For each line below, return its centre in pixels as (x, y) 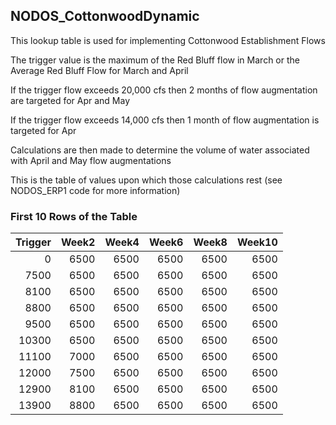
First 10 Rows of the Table (74, 216)
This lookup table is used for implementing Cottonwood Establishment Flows (168, 40)
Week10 (257, 242)
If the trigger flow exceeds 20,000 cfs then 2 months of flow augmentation (164, 90)
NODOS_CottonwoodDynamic (105, 16)
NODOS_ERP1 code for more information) (95, 190)
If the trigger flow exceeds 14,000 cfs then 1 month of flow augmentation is (165, 120)
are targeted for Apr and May (70, 100)
